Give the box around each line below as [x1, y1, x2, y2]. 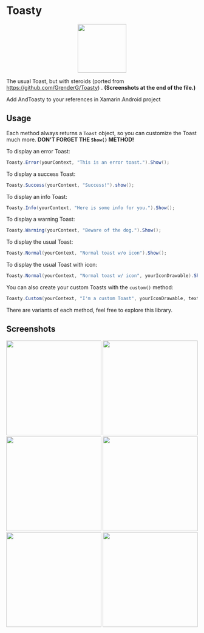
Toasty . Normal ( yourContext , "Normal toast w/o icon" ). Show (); [6, 250, 167, 256]
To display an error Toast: [6, 147, 70, 155]
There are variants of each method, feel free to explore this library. [6, 306, 173, 313]
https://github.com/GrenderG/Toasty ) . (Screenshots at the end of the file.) [6, 84, 196, 91]
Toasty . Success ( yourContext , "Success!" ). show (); [6, 182, 135, 188]
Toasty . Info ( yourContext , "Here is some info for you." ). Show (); [6, 204, 175, 211]
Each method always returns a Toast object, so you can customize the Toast [6, 129, 197, 136]
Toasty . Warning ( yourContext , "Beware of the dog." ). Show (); [6, 227, 162, 233]
